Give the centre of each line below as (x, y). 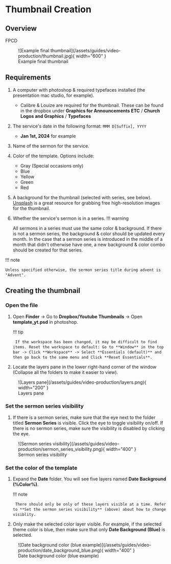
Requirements (28, 78)
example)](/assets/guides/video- (117, 545)
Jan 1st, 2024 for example (48, 136)
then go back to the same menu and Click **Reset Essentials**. (82, 357)
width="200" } (33, 387)
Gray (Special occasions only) (52, 165)
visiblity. (24, 515)
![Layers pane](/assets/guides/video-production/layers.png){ (82, 382)
